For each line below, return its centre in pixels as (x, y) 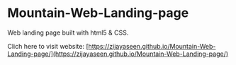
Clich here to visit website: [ (48, 46)
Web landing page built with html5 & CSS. (68, 32)
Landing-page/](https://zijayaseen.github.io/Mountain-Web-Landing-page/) (118, 54)
